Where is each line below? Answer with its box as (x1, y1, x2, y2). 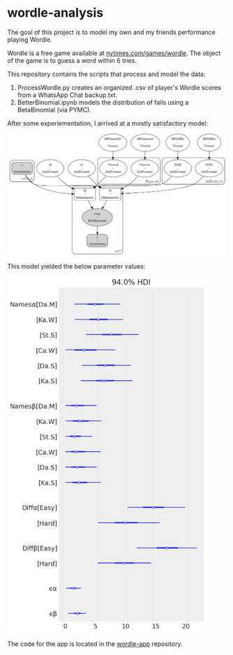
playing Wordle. (7, 35, 52, 43)
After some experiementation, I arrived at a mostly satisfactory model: (7, 119, 208, 127)
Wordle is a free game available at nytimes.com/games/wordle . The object (7, 49, 221, 57)
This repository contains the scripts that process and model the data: (7, 70, 206, 78)
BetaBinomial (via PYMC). (17, 105, 92, 114)
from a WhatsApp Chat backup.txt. (17, 91, 118, 99)
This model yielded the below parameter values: (7, 262, 146, 270)
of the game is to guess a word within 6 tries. (7, 56, 137, 64)
